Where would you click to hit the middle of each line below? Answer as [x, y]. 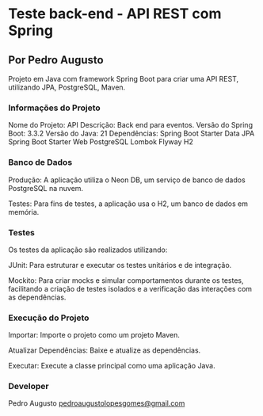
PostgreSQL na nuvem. [46, 188]
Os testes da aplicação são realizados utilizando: [88, 250]
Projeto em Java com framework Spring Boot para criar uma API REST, [124, 79]
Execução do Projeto [49, 318]
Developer [29, 387]
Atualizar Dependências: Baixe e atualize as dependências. [105, 350]
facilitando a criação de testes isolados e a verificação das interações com [130, 288]
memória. [24, 212]
